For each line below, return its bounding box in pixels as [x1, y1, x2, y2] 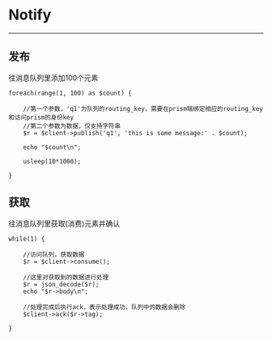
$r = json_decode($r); [23, 280, 100, 288]
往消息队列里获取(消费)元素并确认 [8, 219, 121, 228]
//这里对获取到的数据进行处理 [23, 273, 109, 281]
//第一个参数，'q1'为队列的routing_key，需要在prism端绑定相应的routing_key [23, 104, 263, 113]
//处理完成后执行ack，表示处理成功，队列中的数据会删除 [23, 303, 186, 311]
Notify [8, 6, 52, 24]
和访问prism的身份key [8, 113, 74, 121]
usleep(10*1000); [23, 157, 82, 165]
